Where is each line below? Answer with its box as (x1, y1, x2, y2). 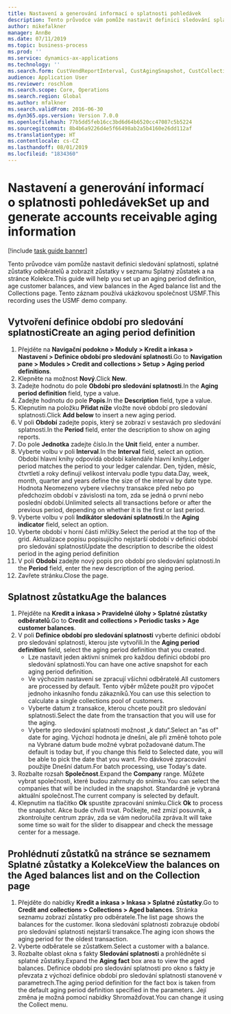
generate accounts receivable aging (8, 209, 218, 225)
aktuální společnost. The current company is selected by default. (17, 792, 199, 800)
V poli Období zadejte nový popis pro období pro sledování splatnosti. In (17, 557, 221, 565)
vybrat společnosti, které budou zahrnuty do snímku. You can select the (17, 777, 220, 785)
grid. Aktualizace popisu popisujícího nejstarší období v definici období (17, 535, 218, 543)
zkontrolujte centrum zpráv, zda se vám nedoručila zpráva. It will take (17, 814, 212, 822)
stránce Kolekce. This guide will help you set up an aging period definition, (8, 274, 217, 282)
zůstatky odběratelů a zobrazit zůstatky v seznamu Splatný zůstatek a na (8, 267, 215, 275)
